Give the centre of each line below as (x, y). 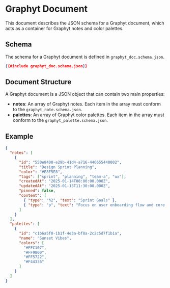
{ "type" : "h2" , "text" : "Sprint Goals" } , (70, 200)
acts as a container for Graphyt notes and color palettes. (64, 28)
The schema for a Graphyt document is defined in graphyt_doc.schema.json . (85, 57)
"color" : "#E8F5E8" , (40, 172)
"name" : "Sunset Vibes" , (45, 238)
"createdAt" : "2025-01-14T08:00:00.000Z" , (64, 181)
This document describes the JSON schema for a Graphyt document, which (85, 23)
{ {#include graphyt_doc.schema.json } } (46, 66)
